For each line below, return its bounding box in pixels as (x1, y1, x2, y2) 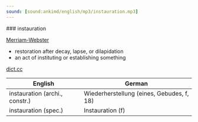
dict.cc (6, 65, 23, 72)
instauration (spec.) (9, 106, 64, 114)
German (124, 79, 148, 87)
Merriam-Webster (6, 36, 49, 43)
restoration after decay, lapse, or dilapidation (14, 48, 124, 55)
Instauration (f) (83, 106, 126, 114)
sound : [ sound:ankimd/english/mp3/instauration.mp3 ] (6, 8, 138, 15)
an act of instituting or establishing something (14, 54, 126, 61)
